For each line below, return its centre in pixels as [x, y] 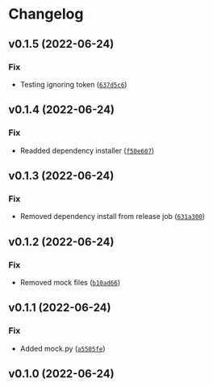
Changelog [46, 14]
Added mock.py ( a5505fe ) [63, 348]
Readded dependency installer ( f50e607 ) [87, 150]
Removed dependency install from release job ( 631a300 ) [113, 217]
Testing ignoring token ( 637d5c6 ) [73, 84]
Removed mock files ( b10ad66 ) [70, 282]
